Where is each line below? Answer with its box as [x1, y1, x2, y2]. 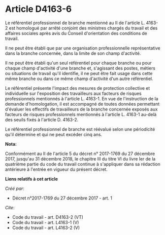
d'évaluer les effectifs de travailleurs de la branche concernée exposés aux [5, 106, 158, 112]
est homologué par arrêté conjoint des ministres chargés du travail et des [9, 25, 158, 31]
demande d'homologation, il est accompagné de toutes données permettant [5, 101, 160, 107]
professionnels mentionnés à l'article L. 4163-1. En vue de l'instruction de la [5, 95, 159, 102]
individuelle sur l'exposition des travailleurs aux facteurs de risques [5, 90, 142, 96]
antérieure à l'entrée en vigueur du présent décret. [5, 166, 108, 172]
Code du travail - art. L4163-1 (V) [12, 219, 79, 225]
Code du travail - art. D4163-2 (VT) [12, 214, 84, 220]
